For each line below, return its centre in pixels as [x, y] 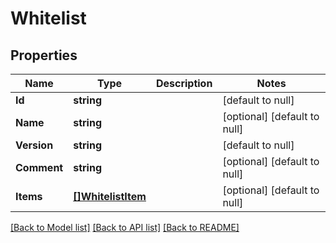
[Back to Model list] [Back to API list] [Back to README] [125, 227]
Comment [39, 167]
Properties [44, 55]
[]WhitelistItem [110, 196]
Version [34, 145]
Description [184, 83]
